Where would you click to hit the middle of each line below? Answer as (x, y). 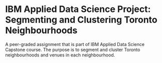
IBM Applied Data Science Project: (78, 9)
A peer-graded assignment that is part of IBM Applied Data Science (75, 44)
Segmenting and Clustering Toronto (82, 20)
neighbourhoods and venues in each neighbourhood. (60, 55)
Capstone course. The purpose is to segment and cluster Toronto (73, 49)
